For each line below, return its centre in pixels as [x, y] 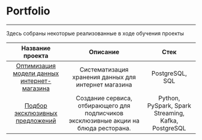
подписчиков [104, 113]
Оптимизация [36, 65]
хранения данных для [104, 77]
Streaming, [169, 113]
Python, [169, 98]
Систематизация [104, 69]
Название [36, 48]
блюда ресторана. [104, 128]
